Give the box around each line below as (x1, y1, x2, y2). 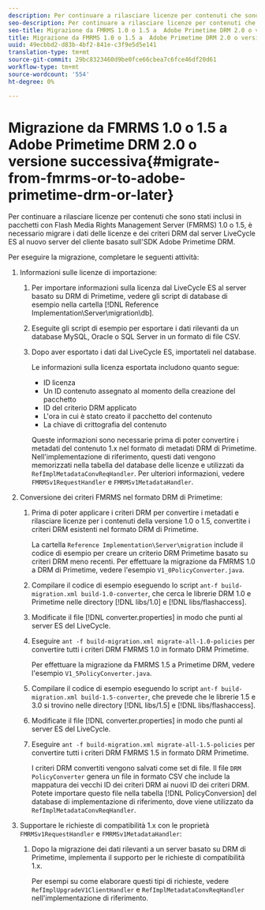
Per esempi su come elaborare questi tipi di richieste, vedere (31, 877, 230, 886)
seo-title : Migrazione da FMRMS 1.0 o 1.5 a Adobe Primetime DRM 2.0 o (8, 26, 252, 34)
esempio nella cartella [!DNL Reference (31, 300, 159, 309)
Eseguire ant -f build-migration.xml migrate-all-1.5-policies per (31, 740, 256, 750)
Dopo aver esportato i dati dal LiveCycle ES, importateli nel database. (31, 347, 256, 357)
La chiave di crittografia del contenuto (43, 420, 167, 429)
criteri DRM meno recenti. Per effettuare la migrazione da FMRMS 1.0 (31, 557, 256, 566)
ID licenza (43, 378, 76, 387)
